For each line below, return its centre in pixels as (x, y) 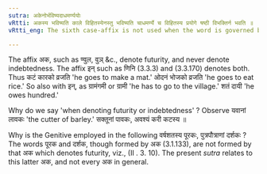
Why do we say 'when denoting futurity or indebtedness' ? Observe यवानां (127, 111)
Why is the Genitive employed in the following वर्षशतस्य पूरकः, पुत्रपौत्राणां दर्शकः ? (128, 135)
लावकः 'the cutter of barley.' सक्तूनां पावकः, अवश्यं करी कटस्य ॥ (97, 119)
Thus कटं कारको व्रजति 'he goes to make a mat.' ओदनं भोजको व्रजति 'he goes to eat (131, 78)
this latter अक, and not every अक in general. (79, 162)
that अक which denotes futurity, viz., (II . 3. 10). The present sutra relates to (130, 153)
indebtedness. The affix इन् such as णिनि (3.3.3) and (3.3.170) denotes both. (129, 69)
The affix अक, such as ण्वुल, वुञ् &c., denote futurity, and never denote (119, 59)
